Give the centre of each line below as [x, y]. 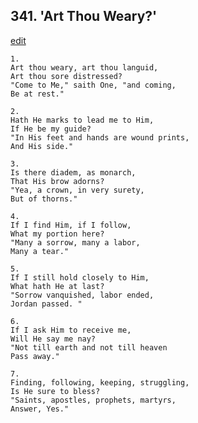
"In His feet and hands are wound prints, [100, 137]
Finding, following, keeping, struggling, [100, 382]
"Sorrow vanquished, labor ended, [82, 295]
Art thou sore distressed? [66, 76]
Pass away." [35, 356]
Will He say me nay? [53, 339]
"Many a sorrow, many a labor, [75, 242]
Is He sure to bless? [55, 391]
